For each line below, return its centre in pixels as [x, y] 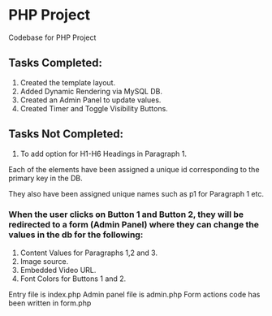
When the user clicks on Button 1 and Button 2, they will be [126, 214]
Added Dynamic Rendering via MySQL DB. [91, 91]
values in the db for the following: [76, 235]
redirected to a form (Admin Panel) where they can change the [134, 225]
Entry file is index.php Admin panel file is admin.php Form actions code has [134, 294]
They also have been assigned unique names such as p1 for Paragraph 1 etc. [136, 193]
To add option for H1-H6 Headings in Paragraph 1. [103, 154]
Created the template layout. [68, 82]
